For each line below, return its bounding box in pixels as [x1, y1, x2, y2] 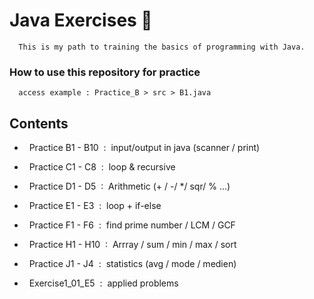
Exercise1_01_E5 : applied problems [28, 277, 179, 289]
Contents [9, 115, 69, 132]
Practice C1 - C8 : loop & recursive [28, 161, 176, 173]
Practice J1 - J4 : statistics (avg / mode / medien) [28, 258, 237, 270]
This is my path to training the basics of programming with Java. [18, 42, 306, 52]
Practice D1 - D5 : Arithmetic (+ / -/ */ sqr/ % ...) [28, 180, 231, 193]
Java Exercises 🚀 [9, 9, 153, 32]
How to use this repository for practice [9, 65, 201, 79]
